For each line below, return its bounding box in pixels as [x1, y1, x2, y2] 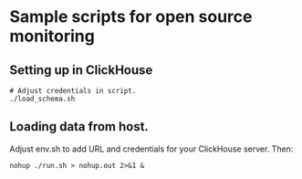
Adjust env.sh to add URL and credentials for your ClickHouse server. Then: [9, 143, 294, 154]
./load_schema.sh [9, 94, 76, 103]
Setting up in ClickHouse [9, 62, 153, 78]
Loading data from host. [9, 119, 149, 134]
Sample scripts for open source [9, 6, 253, 27]
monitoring [9, 26, 96, 47]
